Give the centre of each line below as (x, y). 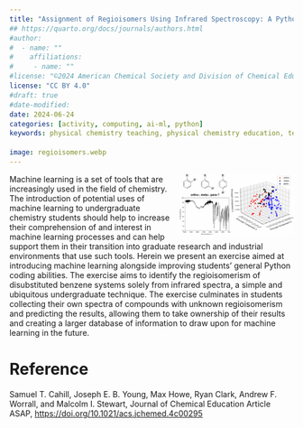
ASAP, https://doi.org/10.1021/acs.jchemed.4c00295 (106, 413)
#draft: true (34, 95)
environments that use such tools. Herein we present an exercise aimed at (147, 256)
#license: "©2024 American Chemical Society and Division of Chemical (145, 77)
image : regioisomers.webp (58, 153)
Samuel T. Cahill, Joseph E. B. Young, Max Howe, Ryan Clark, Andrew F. (143, 394)
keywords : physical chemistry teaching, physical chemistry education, (147, 134)
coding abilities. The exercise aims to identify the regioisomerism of (135, 274)
